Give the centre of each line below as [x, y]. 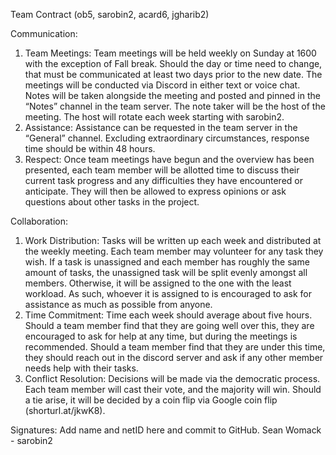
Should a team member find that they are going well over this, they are [169, 325]
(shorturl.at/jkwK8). [65, 410]
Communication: [44, 33]
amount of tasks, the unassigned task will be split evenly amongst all [166, 272]
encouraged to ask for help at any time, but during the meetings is [161, 336]
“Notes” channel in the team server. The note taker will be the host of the [175, 106]
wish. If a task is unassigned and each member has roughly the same [167, 262]
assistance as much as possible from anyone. [118, 304]
